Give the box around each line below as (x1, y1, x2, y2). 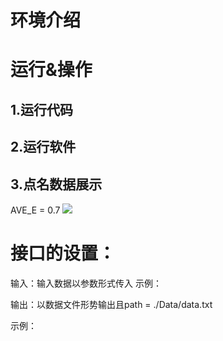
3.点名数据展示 (10, 176, 103, 193)
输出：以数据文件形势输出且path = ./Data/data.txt (10, 298, 213, 310)
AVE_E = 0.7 (10, 204, 61, 216)
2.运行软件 (10, 139, 77, 156)
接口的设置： (10, 242, 117, 265)
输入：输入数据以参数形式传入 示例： (10, 277, 162, 289)
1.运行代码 (10, 101, 74, 118)
